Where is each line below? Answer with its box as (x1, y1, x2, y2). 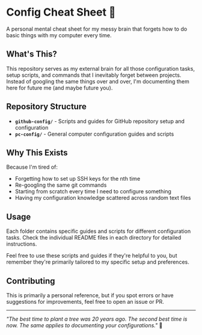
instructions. (6, 240, 37, 248)
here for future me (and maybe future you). (6, 84, 113, 91)
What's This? (6, 49, 57, 59)
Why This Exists (6, 147, 68, 158)
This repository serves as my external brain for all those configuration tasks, (6, 65, 195, 72)
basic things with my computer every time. (6, 31, 112, 38)
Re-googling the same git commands (14, 181, 107, 189)
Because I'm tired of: (6, 163, 58, 171)
